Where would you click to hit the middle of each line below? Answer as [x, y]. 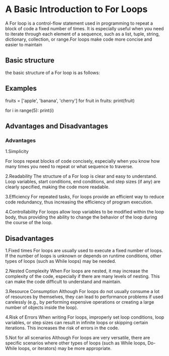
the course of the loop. [29, 223]
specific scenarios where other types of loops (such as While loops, [76, 343]
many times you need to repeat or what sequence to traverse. [69, 167]
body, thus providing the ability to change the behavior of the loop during [81, 217]
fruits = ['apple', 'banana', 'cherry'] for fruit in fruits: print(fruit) [70, 100]
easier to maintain [24, 44]
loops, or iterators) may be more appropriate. [65, 348]
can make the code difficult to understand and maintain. [64, 282]
